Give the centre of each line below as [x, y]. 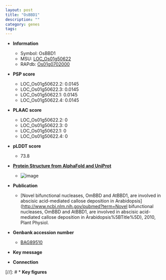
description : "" [22, 19]
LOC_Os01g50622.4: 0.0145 [50, 100]
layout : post [19, 10]
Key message [27, 252]
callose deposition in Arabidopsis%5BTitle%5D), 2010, [98, 217]
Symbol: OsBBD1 [38, 54]
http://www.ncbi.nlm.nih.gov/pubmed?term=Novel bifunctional [88, 207]
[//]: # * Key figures [26, 272]
